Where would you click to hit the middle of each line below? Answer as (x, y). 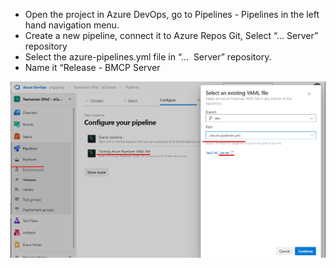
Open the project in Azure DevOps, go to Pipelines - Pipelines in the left (172, 14)
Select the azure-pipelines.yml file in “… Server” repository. (148, 57)
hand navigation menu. (72, 25)
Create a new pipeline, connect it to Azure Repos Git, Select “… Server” (171, 35)
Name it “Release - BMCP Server (92, 67)
